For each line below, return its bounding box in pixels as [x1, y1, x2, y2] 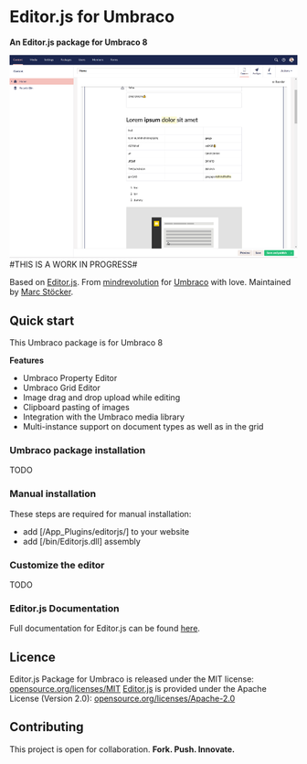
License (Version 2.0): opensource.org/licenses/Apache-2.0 [9, 693, 236, 705]
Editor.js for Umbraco [9, 6, 175, 27]
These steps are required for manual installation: [9, 508, 192, 519]
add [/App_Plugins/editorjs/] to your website [22, 525, 190, 536]
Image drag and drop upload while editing [22, 392, 181, 403]
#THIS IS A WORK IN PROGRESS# [9, 259, 138, 271]
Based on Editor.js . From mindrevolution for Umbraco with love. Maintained [9, 277, 291, 288]
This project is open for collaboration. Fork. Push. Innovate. [9, 743, 236, 755]
